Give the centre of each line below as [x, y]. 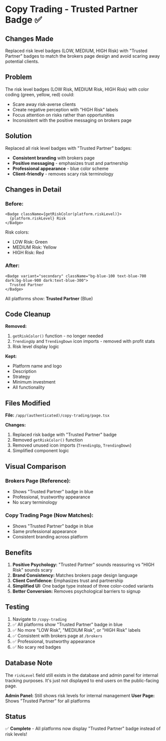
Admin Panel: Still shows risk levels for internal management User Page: [80, 695]
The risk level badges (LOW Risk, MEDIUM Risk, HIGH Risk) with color [77, 89]
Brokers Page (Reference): [38, 481]
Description [24, 372]
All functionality [28, 388]
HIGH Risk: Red [28, 253]
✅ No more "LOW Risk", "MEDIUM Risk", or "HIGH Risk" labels [76, 630]
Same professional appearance [44, 531]
